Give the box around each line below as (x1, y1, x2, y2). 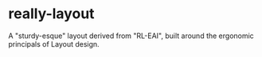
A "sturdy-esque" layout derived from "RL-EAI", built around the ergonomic (8, 31, 255, 40)
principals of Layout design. (8, 39, 100, 48)
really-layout (8, 5, 95, 23)
